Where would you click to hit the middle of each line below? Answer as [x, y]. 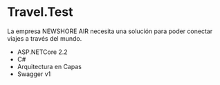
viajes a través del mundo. [45, 38]
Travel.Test [40, 12]
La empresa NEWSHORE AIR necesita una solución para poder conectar [110, 31]
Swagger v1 [34, 74]
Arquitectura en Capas [49, 66]
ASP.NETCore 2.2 [42, 52]
